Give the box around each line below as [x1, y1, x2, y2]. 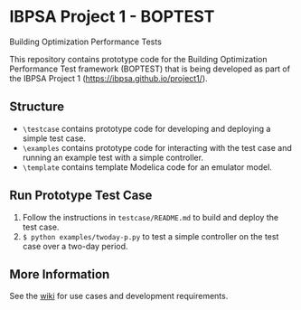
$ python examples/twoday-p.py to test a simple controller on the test [22, 230, 279, 241]
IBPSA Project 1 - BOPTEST [9, 6, 215, 27]
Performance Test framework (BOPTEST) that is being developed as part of [9, 63, 291, 74]
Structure [9, 99, 65, 115]
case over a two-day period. [22, 240, 128, 251]
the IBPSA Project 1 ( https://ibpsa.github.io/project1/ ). [9, 72, 208, 83]
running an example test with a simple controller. [22, 152, 203, 163]
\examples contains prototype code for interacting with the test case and [22, 142, 292, 153]
